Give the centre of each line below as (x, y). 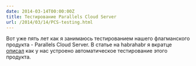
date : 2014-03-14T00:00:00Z (40, 11)
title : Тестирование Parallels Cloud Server (61, 17)
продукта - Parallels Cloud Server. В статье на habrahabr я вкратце (89, 45)
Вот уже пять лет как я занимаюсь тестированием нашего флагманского (98, 39)
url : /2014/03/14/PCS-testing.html (50, 22)
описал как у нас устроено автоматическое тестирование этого (87, 51)
